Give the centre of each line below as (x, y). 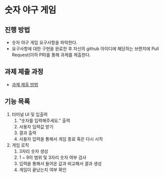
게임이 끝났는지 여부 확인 (43, 170)
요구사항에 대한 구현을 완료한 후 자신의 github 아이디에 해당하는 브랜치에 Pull (85, 49)
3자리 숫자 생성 (34, 151)
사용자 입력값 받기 (36, 126)
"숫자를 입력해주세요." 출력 (45, 120)
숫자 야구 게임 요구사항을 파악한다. (44, 43)
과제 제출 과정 (24, 72)
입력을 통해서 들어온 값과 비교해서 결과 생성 (60, 163)
